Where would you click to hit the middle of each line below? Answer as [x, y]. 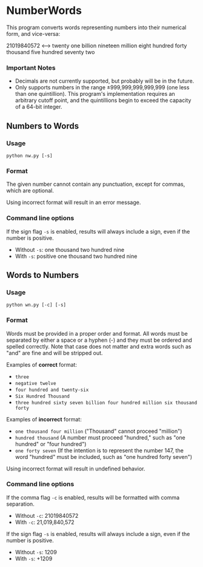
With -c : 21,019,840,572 [45, 522]
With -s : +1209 [34, 559]
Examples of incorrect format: [44, 419]
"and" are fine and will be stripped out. [55, 353]
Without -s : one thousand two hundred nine [70, 250]
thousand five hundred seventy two [51, 52]
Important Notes [31, 67]
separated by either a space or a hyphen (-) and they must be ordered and [99, 340]
